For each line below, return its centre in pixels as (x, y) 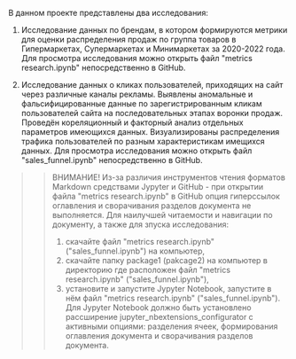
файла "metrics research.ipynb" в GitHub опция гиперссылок (166, 196)
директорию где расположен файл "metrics (148, 270)
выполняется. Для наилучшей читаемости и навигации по (162, 215)
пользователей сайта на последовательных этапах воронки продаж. (152, 113)
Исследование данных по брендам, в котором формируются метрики (154, 30)
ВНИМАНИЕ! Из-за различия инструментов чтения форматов (168, 177)
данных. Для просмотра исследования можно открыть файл (136, 151)
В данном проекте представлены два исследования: (109, 13)
